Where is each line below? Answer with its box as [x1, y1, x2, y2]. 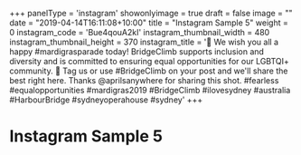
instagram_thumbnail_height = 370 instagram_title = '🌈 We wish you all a [9, 36, 278, 47]
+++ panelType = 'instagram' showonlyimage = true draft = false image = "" [9, 8, 293, 18]
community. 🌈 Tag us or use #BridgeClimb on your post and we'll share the [9, 65, 288, 76]
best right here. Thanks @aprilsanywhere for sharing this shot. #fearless [9, 75, 279, 85]
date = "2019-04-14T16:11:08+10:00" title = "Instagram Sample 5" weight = [9, 17, 289, 28]
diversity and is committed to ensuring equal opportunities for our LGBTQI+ [9, 56, 289, 66]
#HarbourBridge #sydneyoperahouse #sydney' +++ [9, 94, 203, 105]
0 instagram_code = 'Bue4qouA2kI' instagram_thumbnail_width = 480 [9, 27, 270, 37]
